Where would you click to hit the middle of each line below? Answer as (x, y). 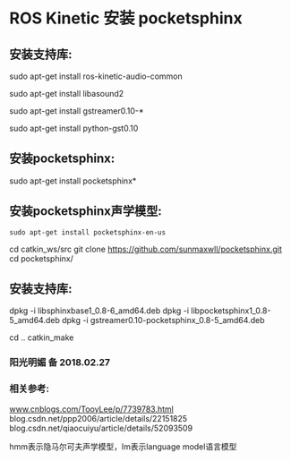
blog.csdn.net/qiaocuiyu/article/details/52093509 (101, 428)
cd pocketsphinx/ (42, 258)
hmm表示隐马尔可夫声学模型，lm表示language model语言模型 (123, 446)
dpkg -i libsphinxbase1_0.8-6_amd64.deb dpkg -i (99, 311)
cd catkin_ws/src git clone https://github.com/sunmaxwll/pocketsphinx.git (145, 249)
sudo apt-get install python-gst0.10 (74, 128)
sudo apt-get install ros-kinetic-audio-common (96, 76)
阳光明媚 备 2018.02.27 (60, 363)
